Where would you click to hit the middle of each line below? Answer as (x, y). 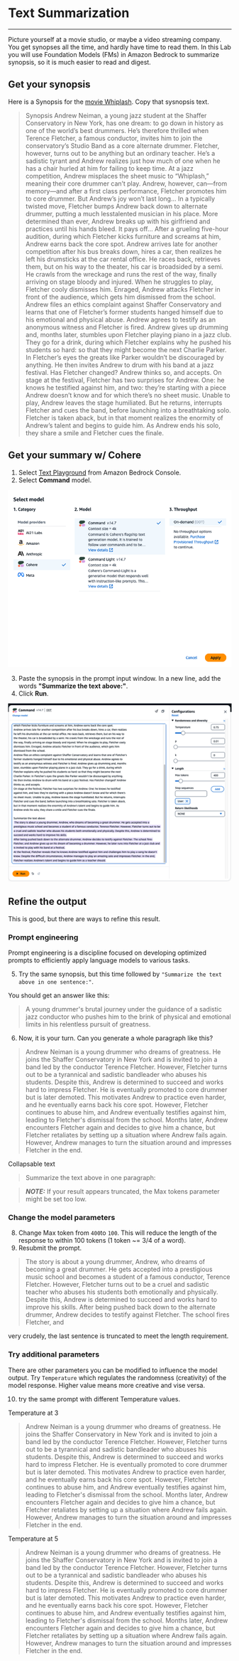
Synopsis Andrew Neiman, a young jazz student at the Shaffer (116, 115)
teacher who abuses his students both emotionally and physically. (122, 1292)
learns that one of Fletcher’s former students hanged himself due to (124, 312)
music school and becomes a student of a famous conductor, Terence (128, 1277)
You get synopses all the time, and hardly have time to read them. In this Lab (119, 47)
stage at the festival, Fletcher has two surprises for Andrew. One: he (125, 380)
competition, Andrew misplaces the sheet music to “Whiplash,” (117, 176)
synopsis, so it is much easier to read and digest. (79, 62)
